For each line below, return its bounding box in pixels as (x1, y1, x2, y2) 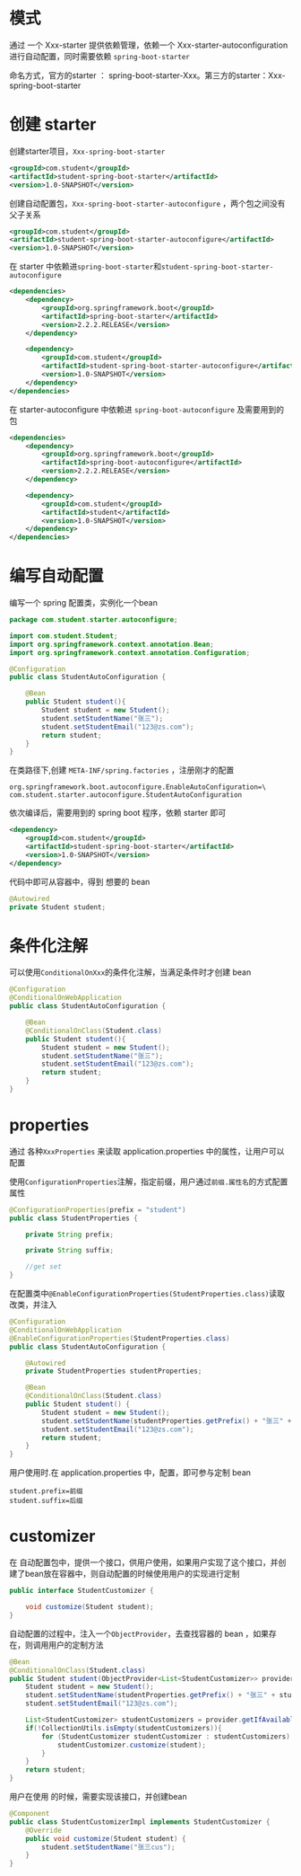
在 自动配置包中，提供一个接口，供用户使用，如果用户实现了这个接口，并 (9, 1557, 279, 1568)
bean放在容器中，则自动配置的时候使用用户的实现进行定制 (24, 1569, 240, 1580)
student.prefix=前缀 (9, 1487, 83, 1496)
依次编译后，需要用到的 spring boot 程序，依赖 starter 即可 (9, 808, 227, 819)
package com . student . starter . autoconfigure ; (9, 615, 178, 624)
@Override (25, 1826, 63, 1835)
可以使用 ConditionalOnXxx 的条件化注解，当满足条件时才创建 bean (9, 967, 252, 978)
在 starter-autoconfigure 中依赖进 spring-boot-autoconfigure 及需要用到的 (9, 403, 285, 414)
